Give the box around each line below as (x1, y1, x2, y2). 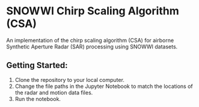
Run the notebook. (14, 95, 61, 102)
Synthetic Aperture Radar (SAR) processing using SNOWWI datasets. (6, 43, 178, 50)
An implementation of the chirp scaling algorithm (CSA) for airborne (6, 36, 174, 44)
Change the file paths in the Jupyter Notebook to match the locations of (14, 82, 194, 90)
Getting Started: (6, 60, 68, 71)
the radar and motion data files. (14, 88, 93, 96)
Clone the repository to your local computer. (14, 76, 125, 83)
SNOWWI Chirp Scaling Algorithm (6, 4, 179, 18)
